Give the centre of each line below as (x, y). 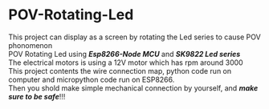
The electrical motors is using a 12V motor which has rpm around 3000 (126, 63)
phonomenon (31, 45)
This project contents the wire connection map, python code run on (120, 71)
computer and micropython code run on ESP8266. (92, 79)
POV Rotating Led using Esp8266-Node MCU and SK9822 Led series (124, 54)
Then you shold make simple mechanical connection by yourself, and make (133, 88)
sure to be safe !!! (37, 96)
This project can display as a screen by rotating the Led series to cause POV (134, 37)
